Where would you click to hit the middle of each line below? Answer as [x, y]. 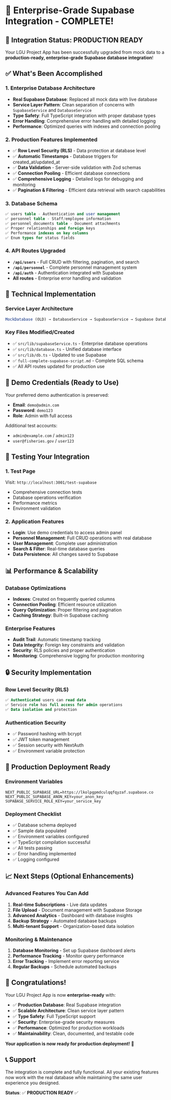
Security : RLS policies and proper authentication [64, 650]
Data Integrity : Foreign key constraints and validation [68, 645]
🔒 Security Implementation [48, 672]
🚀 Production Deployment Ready [58, 767]
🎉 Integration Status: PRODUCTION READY [74, 40]
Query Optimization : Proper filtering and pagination [67, 610]
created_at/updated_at [36, 162]
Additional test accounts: [31, 425]
